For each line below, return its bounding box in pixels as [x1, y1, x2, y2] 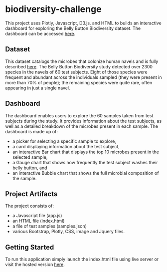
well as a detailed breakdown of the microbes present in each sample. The [5, 123, 159, 129]
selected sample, [12, 154, 48, 160]
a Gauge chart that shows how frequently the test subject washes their [12, 159, 159, 165]
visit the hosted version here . [5, 262, 65, 268]
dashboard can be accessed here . [5, 30, 76, 36]
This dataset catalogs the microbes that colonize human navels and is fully [5, 58, 159, 64]
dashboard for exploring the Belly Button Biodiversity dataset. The [5, 25, 141, 31]
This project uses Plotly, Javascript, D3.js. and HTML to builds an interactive [5, 20, 162, 26]
